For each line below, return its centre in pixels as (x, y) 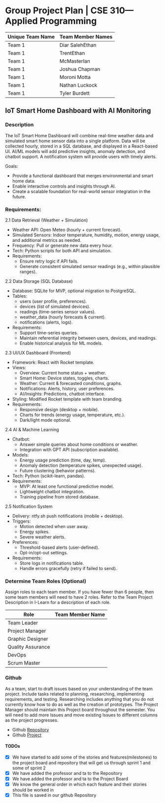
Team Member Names (86, 37)
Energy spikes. (35, 532)
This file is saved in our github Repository (54, 795)
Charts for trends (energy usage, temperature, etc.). (72, 415)
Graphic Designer (28, 639)
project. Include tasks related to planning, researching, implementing (75, 694)
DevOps (17, 655)
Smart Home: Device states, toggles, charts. (64, 378)
